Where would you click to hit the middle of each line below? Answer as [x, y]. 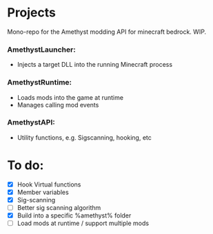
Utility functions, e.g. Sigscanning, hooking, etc [84, 137]
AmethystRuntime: [40, 83]
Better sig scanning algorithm [59, 207]
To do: [26, 166]
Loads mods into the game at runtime [70, 97]
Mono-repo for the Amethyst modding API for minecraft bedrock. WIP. [107, 32]
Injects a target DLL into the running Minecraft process [95, 65]
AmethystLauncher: [41, 50]
